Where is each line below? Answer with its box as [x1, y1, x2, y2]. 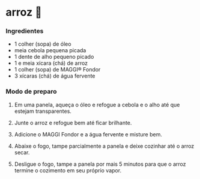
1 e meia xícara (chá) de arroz [14, 59, 88, 67]
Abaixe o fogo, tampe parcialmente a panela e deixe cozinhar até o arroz [14, 142, 195, 150]
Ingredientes [5, 27, 44, 35]
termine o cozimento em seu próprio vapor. [14, 166, 121, 174]
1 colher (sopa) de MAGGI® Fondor [14, 66, 101, 73]
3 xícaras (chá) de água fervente [14, 72, 95, 80]
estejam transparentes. [14, 108, 71, 115]
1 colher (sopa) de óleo [14, 40, 71, 47]
